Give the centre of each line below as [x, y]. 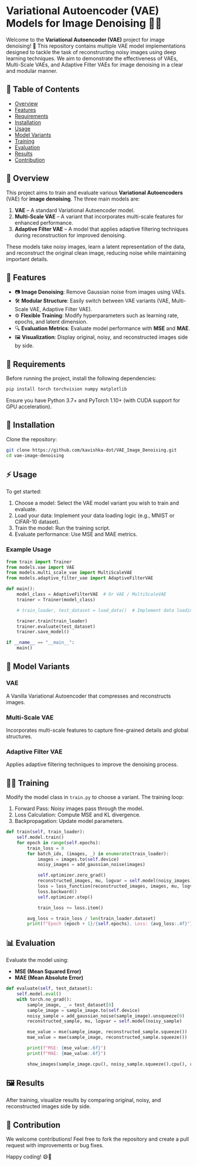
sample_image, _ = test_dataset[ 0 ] [71, 1005]
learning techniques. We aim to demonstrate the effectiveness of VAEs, [92, 58]
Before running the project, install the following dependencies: [81, 378]
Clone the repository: [32, 439]
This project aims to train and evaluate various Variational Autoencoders [94, 192]
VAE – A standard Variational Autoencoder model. [74, 210]
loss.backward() [57, 892]
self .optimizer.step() [65, 897]
